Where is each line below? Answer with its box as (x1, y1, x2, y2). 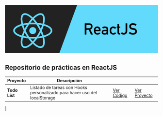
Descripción (56, 78, 82, 84)
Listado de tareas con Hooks (30, 85, 87, 90)
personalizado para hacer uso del (30, 90, 97, 96)
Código (113, 92, 128, 98)
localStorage (30, 95, 56, 101)
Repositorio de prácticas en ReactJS (5, 63, 117, 72)
